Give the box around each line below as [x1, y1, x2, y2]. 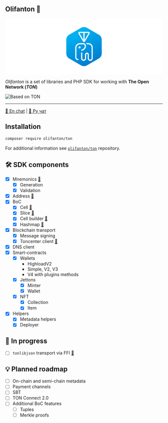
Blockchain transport [12, 227, 56, 233]
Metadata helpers [19, 316, 56, 322]
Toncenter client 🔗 [19, 238, 58, 244]
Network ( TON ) [5, 83, 38, 90]
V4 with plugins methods [27, 271, 79, 277]
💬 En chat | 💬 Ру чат [5, 108, 46, 114]
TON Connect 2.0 [12, 395, 49, 401]
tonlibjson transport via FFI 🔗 [12, 350, 74, 356]
